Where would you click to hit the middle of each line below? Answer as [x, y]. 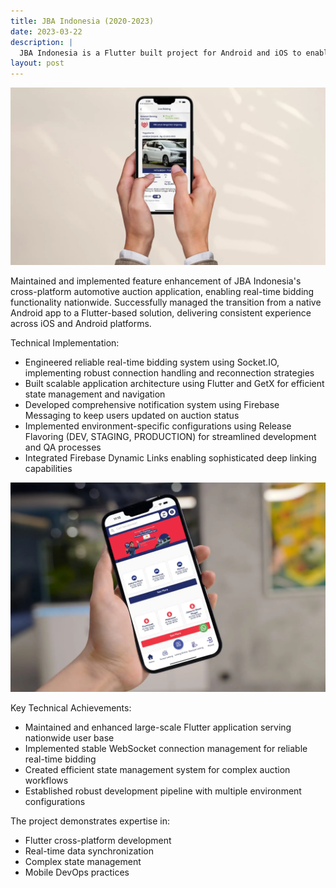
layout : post [37, 63]
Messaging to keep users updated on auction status [132, 415]
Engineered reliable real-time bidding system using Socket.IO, [152, 362]
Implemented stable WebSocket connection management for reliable [166, 749]
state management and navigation [95, 394]
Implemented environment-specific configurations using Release [158, 426]
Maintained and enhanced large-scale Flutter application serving [158, 727]
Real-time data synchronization [89, 851]
